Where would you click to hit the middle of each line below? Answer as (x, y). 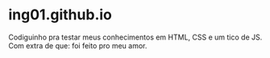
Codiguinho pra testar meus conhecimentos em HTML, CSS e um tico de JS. (135, 37)
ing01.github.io (60, 15)
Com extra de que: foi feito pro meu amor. (78, 45)
